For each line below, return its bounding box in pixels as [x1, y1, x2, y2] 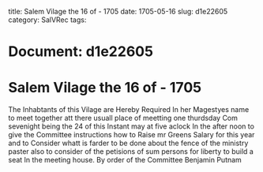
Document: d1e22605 [8, 43, 154, 61]
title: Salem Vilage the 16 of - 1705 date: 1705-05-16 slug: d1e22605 [8, 7, 228, 16]
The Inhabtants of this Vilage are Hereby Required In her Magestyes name [8, 105, 250, 114]
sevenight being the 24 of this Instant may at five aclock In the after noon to [8, 122, 255, 131]
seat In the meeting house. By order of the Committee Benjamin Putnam [8, 155, 242, 165]
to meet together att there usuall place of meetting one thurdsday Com [8, 114, 239, 123]
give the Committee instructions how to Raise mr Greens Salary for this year [8, 130, 255, 140]
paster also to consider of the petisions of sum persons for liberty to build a [8, 147, 254, 156]
